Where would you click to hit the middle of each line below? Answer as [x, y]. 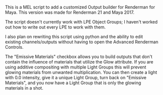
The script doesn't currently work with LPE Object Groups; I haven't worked [81, 22]
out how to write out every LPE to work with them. [56, 27]
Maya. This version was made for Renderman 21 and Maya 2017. [70, 12]
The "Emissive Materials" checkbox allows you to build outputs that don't [79, 57]
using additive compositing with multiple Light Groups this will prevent [76, 67]
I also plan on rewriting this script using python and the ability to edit [74, 37]
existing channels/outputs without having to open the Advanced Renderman [82, 42]
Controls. [14, 47]
